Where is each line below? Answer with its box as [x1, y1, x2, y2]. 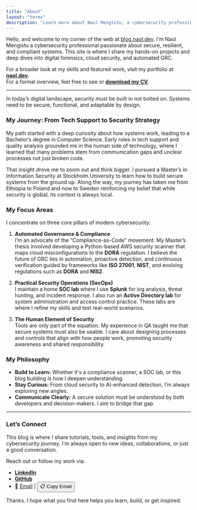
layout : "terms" [6, 14, 46, 20]
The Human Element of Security [14, 315, 94, 322]
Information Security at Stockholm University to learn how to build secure [6, 172, 184, 179]
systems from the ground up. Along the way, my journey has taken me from [6, 178, 189, 185]
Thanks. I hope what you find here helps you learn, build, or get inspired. [6, 496, 182, 504]
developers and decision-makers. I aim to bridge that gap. [14, 400, 155, 407]
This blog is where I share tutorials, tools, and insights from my [6, 434, 158, 441]
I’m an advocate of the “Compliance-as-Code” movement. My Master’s [14, 236, 186, 244]
